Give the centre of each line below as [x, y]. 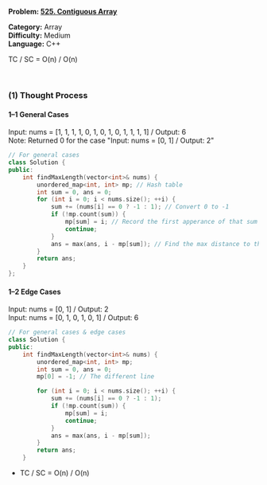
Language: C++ [35, 44]
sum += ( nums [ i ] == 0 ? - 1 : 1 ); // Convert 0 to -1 [140, 207]
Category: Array [35, 27]
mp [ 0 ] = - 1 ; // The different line [96, 377]
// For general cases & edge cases [67, 332]
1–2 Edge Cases [35, 291]
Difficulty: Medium [40, 35]
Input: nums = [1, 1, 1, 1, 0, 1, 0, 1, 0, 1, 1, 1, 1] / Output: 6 [97, 132]
